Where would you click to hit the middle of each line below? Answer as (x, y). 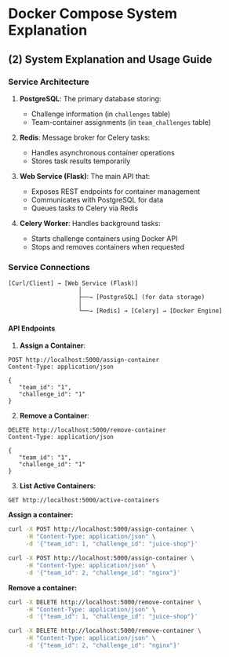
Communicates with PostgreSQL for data (97, 199)
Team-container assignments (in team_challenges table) (121, 122)
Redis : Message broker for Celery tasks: (85, 137)
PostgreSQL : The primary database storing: (90, 98)
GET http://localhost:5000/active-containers (84, 500)
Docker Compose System (93, 14)
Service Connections (49, 267)
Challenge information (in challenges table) (101, 114)
